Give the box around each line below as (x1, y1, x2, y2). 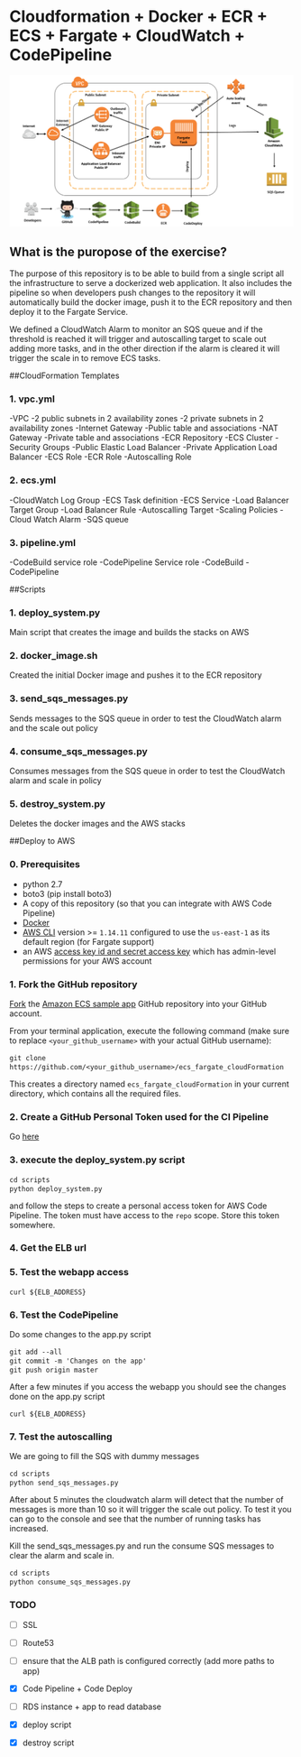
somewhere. (9, 1219, 56, 1230)
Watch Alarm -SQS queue (32, 513, 129, 524)
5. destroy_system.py (9, 797, 106, 809)
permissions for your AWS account (22, 955, 152, 966)
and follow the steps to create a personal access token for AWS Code (9, 1200, 268, 1211)
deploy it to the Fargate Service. (9, 306, 129, 317)
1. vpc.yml (9, 393, 56, 405)
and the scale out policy (9, 722, 99, 733)
